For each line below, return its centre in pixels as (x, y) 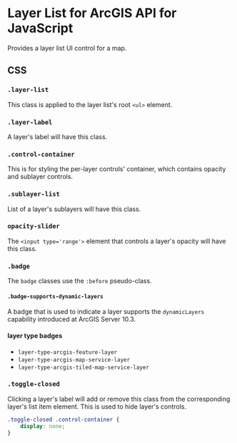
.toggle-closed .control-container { (64, 419)
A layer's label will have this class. (57, 136)
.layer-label (30, 122)
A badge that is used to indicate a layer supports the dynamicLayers (106, 312)
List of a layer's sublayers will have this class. (74, 209)
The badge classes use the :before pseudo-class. (80, 281)
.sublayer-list (34, 194)
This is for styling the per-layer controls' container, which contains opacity (117, 169)
